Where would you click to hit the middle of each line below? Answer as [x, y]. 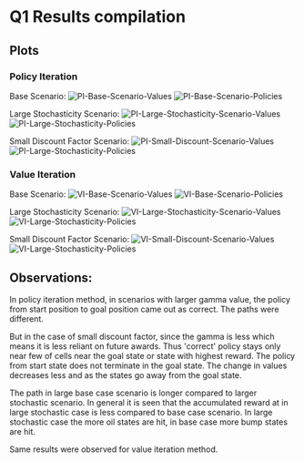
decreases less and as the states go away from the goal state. [126, 375]
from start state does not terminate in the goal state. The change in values [148, 365]
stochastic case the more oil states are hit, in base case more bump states [149, 422]
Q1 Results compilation [98, 17]
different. [26, 318]
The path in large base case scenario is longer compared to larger [133, 393]
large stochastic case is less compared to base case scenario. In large [141, 412]
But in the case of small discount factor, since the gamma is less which [142, 336]
